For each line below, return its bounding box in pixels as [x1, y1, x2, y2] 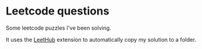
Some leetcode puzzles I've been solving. [6, 24, 112, 31]
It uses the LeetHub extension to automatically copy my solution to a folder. [6, 36, 196, 43]
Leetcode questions [6, 4, 110, 18]
